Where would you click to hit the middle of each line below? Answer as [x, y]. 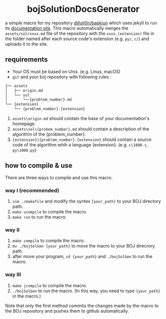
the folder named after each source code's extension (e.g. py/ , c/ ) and [77, 39]
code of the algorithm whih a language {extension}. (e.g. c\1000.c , [80, 145]
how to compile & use [39, 165]
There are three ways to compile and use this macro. [59, 178]
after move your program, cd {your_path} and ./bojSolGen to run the [82, 256]
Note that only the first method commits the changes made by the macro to [82, 306]
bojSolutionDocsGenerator [83, 9]
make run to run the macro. [39, 217]
